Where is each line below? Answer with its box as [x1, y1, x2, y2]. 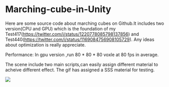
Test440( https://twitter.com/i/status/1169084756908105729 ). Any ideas [5, 36, 155, 42]
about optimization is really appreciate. [5, 41, 86, 48]
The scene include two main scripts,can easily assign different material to [5, 61, 158, 67]
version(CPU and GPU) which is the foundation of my [5, 25, 116, 31]
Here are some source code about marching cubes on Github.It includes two [5, 20, 164, 26]
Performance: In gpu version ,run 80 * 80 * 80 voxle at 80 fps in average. [5, 52, 159, 58]
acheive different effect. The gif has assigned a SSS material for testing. [5, 67, 155, 73]
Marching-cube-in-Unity [5, 4, 111, 15]
